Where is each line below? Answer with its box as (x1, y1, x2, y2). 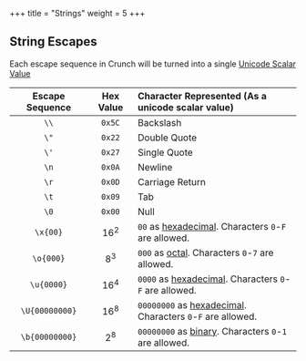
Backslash (138, 116, 182, 129)
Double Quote (138, 131, 198, 144)
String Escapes (9, 34, 97, 49)
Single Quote (138, 146, 193, 159)
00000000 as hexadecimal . (138, 298, 248, 311)
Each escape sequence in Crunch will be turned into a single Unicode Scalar (9, 58, 297, 69)
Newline (138, 160, 173, 173)
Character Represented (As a (138, 89, 267, 102)
